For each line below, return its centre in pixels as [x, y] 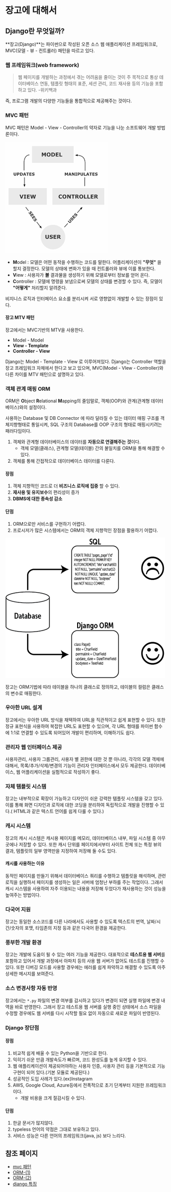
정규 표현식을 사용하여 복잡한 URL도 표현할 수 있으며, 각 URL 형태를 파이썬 [79, 726]
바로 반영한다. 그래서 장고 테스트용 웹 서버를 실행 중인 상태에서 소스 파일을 [88, 1007]
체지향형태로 [18, 424]
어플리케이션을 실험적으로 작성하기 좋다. [61, 772]
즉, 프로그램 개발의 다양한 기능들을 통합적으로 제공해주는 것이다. [69, 101]
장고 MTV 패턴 [20, 318]
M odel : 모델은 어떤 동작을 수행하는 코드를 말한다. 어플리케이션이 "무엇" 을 [87, 262]
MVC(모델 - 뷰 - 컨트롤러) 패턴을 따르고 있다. [50, 51]
